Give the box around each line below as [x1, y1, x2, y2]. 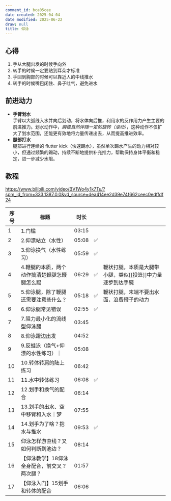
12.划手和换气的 [20, 386, 60, 393]
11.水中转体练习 [20, 376, 60, 383]
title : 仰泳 [5, 27, 29, 32]
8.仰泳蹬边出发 [20, 332, 56, 339]
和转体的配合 [20, 487, 52, 494]
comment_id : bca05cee [5, 7, 51, 13]
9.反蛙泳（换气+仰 [20, 342, 65, 349]
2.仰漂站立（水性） [20, 236, 67, 244]
